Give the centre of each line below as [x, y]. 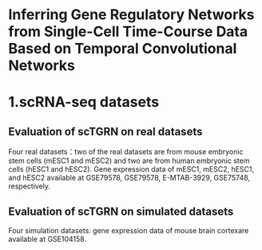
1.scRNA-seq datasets [84, 102]
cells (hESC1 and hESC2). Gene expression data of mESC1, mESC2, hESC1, [131, 169]
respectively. [29, 186]
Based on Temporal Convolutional [123, 49]
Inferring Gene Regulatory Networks [131, 15]
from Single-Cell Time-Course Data [128, 32]
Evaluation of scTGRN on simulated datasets [121, 211]
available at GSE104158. [47, 239]
